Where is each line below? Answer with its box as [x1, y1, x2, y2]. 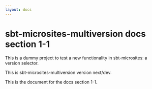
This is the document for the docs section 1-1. [5, 79, 97, 85]
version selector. [5, 60, 39, 66]
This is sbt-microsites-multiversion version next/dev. [5, 69, 112, 75]
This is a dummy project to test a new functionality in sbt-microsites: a [5, 55, 148, 61]
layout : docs [5, 7, 32, 12]
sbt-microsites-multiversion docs [5, 28, 146, 39]
